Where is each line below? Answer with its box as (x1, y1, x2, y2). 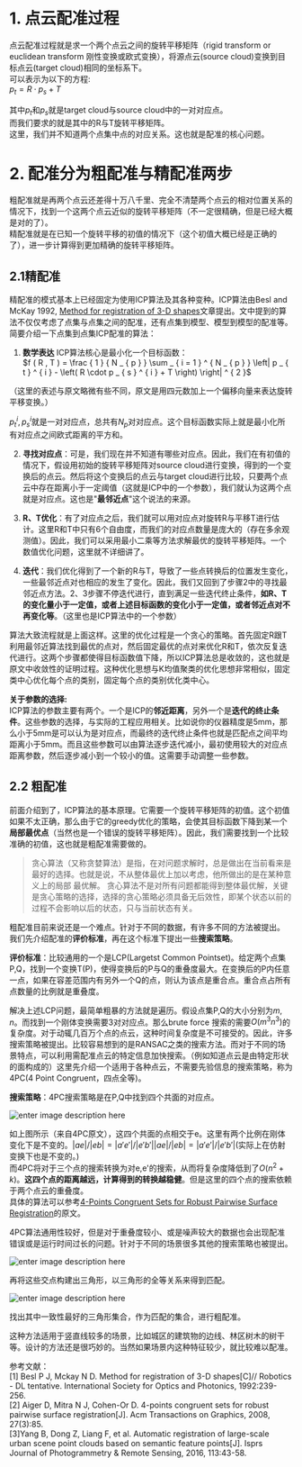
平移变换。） (9, 397, 53, 408)
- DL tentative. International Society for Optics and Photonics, (9, 1380, 237, 1391)
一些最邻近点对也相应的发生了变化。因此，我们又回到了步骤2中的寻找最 (22, 576, 288, 587)
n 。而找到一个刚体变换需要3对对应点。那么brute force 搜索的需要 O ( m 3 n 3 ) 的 (9, 1015, 290, 1028)
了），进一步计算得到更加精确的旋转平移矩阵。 (9, 240, 179, 250)
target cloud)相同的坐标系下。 (35, 62, 147, 73)
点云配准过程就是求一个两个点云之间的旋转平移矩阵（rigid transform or (9, 40, 271, 50)
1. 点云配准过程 (9, 8, 120, 29)
